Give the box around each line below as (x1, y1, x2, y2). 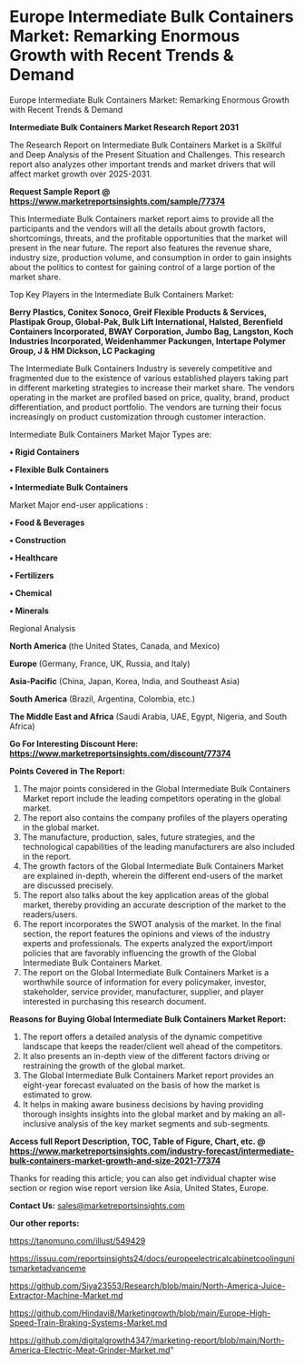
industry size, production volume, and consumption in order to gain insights (9, 252, 292, 263)
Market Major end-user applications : (9, 499, 148, 510)
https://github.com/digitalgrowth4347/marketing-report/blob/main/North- (9, 1335, 285, 1346)
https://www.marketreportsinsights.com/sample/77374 (9, 196, 226, 207)
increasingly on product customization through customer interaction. (9, 411, 266, 422)
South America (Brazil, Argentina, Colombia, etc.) (9, 693, 196, 704)
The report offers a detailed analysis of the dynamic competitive (22, 1031, 263, 1042)
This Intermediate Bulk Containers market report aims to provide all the (9, 213, 274, 224)
